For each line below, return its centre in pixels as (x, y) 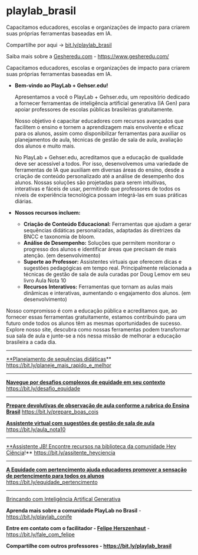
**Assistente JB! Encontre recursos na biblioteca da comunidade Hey (91, 446)
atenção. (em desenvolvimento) (62, 255)
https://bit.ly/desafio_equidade (43, 388)
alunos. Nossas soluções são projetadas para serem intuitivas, (90, 182)
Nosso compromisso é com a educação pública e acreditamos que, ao (92, 310)
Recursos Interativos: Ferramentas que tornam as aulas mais (98, 287)
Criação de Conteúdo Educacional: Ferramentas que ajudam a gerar (107, 224)
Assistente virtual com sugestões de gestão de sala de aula (80, 423)
